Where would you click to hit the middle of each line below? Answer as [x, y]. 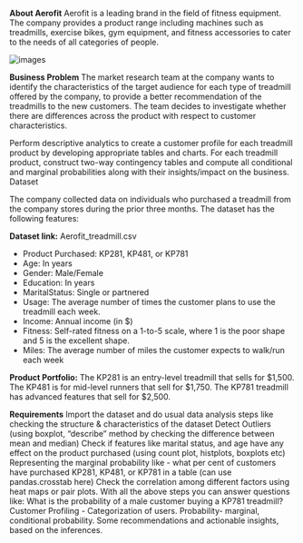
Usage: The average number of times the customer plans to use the [149, 302]
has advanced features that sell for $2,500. [90, 397]
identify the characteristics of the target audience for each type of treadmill [151, 87]
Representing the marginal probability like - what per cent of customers [143, 463]
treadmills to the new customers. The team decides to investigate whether [148, 106]
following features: [44, 218]
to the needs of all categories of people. [84, 42]
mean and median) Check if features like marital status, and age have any [147, 443]
